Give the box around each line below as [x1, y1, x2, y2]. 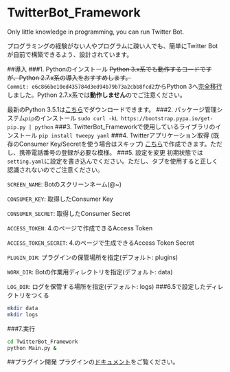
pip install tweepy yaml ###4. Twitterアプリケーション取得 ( [38, 131, 214, 139]
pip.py [7, 124, 26, 131]
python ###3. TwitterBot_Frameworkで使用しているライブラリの [34, 122, 216, 131]
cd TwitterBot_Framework [7, 338, 78, 345]
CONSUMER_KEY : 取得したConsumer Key [7, 195, 113, 203]
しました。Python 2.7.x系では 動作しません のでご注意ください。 [7, 91, 187, 99]
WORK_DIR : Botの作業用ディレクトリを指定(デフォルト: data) [7, 267, 173, 276]
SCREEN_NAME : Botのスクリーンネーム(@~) [7, 180, 122, 188]
